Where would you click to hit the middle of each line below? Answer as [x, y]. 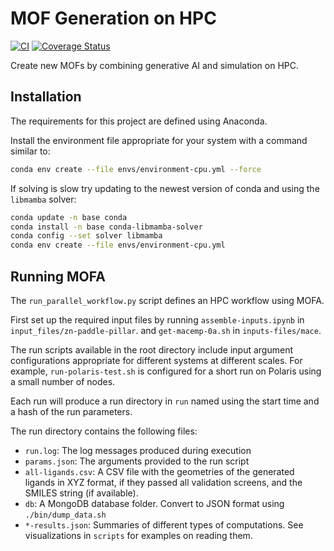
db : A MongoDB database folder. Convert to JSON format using [154, 503]
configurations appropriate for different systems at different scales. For [156, 360]
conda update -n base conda [69, 217]
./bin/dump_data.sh [65, 515]
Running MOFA [58, 276]
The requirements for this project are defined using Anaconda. [139, 121]
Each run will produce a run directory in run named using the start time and [165, 401]
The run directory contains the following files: [104, 431]
